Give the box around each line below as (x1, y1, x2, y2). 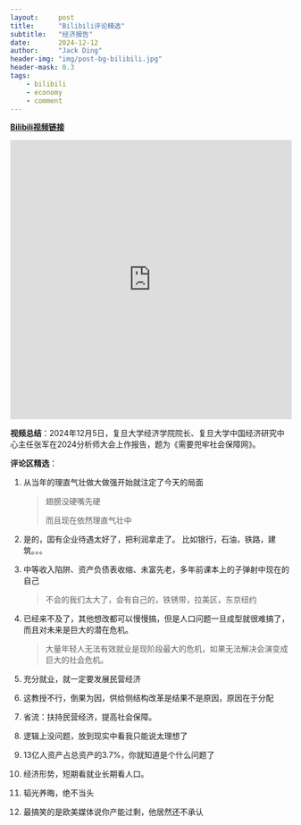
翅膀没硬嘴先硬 (45, 496, 101, 507)
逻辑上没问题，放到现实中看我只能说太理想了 (22, 730, 188, 742)
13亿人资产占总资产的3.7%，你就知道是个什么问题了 (22, 750, 215, 761)
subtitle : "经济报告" (10, 29, 93, 38)
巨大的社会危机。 (45, 654, 109, 666)
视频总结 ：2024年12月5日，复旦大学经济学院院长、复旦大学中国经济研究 (10, 428, 278, 439)
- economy (26, 88, 63, 97)
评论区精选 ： (10, 458, 57, 469)
